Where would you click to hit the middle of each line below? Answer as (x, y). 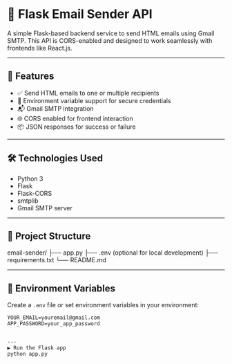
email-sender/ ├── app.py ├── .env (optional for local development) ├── (113, 253)
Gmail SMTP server (45, 208)
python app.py (28, 354)
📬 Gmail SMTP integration (56, 108)
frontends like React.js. (40, 48)
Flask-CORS (35, 193)
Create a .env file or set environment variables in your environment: (103, 305)
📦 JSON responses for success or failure (76, 127)
